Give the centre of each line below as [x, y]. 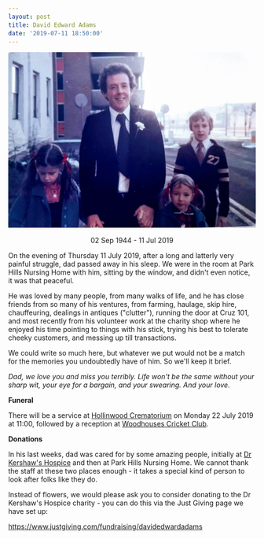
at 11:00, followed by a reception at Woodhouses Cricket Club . [108, 423]
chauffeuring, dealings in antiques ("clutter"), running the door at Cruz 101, [129, 312]
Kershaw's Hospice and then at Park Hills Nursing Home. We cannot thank [128, 462]
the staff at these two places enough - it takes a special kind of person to [126, 471]
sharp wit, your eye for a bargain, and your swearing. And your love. [119, 385]
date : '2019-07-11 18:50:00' [56, 33]
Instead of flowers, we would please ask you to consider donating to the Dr [130, 494]
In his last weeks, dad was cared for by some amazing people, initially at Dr [130, 454]
